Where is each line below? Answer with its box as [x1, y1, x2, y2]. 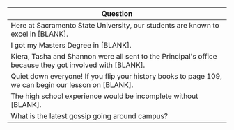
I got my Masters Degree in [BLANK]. [10, 41, 132, 50]
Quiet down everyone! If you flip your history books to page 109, [10, 72, 223, 81]
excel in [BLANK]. [10, 29, 68, 39]
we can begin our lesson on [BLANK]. [10, 80, 134, 89]
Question [101, 9, 133, 18]
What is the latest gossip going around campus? [10, 111, 169, 120]
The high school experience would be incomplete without [10, 91, 198, 101]
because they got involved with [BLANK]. [10, 60, 146, 70]
